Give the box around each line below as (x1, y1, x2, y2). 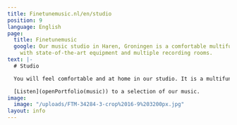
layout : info (7, 107, 46, 114)
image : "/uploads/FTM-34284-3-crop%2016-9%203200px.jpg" (13, 101, 185, 108)
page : (7, 29, 23, 37)
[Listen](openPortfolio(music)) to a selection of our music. (13, 88, 200, 95)
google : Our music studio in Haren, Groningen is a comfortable (13, 43, 207, 50)
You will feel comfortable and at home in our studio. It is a (13, 75, 203, 82)
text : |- (7, 56, 33, 63)
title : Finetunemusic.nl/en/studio (7, 10, 112, 18)
